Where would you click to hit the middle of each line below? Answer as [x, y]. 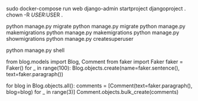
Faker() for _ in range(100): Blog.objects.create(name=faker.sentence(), [93, 68]
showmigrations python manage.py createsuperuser [70, 39]
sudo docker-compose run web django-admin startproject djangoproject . [96, 9]
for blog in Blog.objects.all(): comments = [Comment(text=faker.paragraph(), [99, 86]
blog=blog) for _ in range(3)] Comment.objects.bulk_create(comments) [92, 92]
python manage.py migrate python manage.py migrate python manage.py [96, 26]
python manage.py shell [35, 50]
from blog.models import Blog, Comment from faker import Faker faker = [95, 62]
